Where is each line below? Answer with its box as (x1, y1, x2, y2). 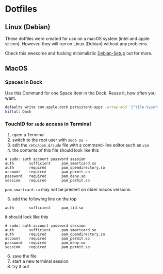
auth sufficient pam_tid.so (5, 205, 83, 210)
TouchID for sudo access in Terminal (5, 121, 91, 128)
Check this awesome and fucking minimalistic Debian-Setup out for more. (5, 50, 153, 56)
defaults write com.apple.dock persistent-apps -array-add (5, 105, 127, 110)
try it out (12, 263, 29, 269)
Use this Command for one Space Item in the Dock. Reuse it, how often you (5, 90, 156, 96)
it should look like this (5, 214, 49, 219)
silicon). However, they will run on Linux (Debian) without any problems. (5, 41, 148, 47)
